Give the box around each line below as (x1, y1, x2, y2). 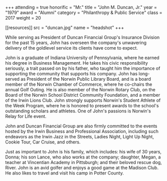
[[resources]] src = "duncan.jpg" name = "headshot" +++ (5, 25, 124, 31)
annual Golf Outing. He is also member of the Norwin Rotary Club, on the (5, 87, 155, 92)
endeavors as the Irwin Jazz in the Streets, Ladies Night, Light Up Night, (5, 134, 154, 139)
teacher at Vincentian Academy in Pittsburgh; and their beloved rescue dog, (5, 159, 162, 165)
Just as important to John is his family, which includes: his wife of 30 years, (5, 149, 162, 154)
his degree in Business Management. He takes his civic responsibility (5, 60, 148, 66)
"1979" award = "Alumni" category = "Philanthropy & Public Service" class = (5, 10, 162, 16)
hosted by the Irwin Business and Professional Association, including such (5, 128, 159, 134)
